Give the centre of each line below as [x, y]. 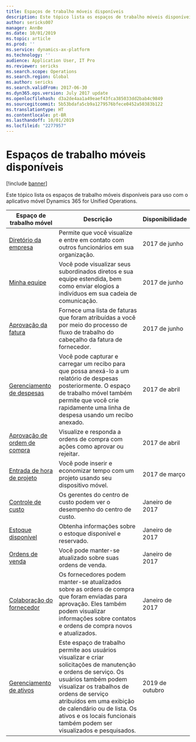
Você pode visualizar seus [95, 264]
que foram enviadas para [93, 596]
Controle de [25, 502]
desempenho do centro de [95, 509]
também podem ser [85, 723]
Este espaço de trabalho [92, 642]
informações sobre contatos [97, 618]
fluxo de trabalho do [86, 332]
